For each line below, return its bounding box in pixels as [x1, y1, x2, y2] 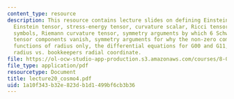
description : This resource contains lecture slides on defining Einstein [7, 17, 229, 24]
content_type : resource [7, 10, 77, 17]
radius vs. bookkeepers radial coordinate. [13, 49, 141, 56]
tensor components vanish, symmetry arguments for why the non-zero [13, 36, 217, 43]
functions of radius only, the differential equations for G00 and [13, 43, 214, 49]
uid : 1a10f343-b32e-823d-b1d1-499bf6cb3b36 [7, 82, 136, 89]
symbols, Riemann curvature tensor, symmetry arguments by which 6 [13, 29, 214, 37]
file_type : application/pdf [7, 62, 89, 69]
